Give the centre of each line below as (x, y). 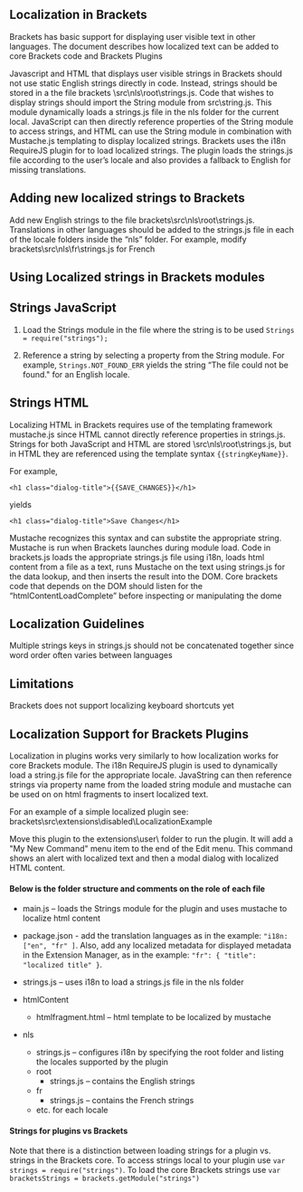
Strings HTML (49, 403)
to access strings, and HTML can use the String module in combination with (151, 131)
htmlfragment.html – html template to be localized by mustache (153, 1017)
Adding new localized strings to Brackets (128, 198)
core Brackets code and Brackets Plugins (86, 56)
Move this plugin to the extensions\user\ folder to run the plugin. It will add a (151, 839)
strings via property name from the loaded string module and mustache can (151, 785)
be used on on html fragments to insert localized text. (109, 795)
